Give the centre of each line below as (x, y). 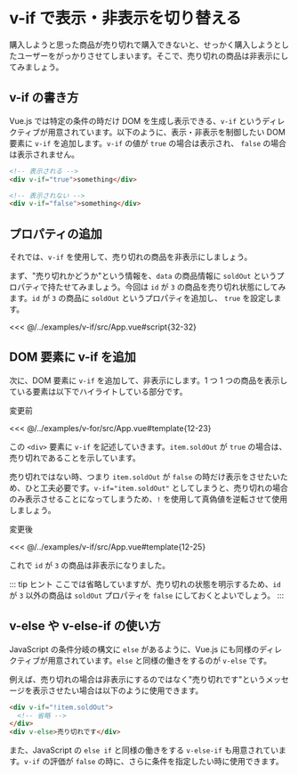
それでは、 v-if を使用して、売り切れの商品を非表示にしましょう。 (131, 257)
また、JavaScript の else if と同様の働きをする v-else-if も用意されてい (144, 750)
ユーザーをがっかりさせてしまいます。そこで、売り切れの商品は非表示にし (153, 55)
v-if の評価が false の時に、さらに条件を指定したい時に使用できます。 (154, 762)
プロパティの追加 (56, 234)
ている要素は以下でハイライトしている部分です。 (98, 391)
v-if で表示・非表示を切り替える (125, 18)
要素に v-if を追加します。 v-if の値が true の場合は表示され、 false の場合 (148, 143)
